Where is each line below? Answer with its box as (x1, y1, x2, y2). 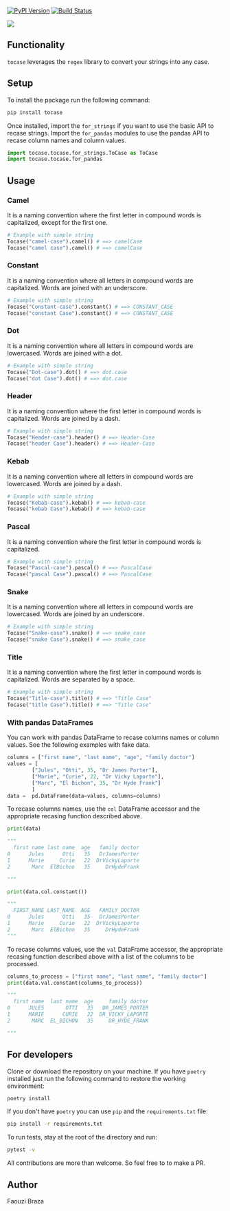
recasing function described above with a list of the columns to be (7, 952, 194, 961)
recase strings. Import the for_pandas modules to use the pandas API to (7, 129, 209, 137)
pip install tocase (7, 109, 63, 116)
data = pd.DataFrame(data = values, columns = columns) (7, 792, 161, 799)
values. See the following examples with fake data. (7, 741, 150, 749)
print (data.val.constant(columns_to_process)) (7, 979, 143, 986)
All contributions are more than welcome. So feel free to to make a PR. (7, 1159, 206, 1167)
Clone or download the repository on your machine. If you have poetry (7, 1067, 206, 1076)
